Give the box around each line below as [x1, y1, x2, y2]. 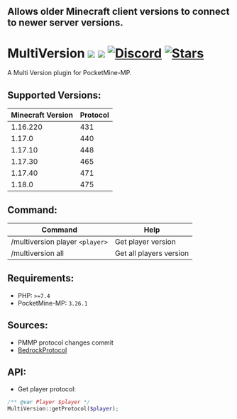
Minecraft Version [11, 110, 73, 120]
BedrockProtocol [17, 345, 67, 354]
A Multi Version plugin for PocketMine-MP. [7, 69, 133, 77]
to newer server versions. [7, 17, 124, 29]
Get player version [114, 237, 176, 247]
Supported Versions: [7, 89, 101, 101]
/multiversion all [11, 248, 64, 258]
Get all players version [114, 248, 189, 258]
